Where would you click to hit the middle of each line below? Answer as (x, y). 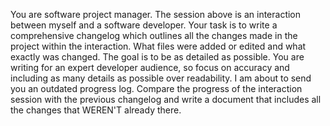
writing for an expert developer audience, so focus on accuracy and (150, 67)
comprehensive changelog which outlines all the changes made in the (154, 35)
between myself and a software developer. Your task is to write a (144, 25)
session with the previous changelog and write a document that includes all (166, 99)
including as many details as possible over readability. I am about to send (161, 78)
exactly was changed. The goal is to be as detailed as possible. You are (157, 57)
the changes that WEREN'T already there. (96, 110)
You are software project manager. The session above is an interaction (156, 14)
